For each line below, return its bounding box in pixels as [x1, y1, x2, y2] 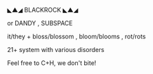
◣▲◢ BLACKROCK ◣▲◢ [7, 6, 79, 14]
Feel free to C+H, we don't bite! [7, 59, 96, 67]
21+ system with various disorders [7, 46, 105, 53]
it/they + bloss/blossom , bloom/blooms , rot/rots [7, 32, 146, 40]
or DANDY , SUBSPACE [7, 19, 73, 27]
